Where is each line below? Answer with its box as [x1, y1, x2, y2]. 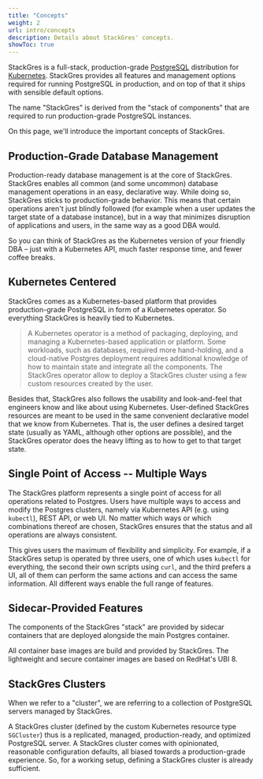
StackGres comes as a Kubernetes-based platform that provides [8, 296, 217, 306]
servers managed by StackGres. [8, 706, 113, 716]
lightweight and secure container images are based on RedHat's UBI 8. [8, 654, 238, 664]
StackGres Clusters [8, 677, 106, 691]
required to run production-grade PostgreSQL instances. [8, 111, 191, 121]
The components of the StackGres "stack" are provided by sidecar [8, 622, 224, 632]
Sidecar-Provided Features [8, 601, 143, 615]
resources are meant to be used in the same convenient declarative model [8, 411, 250, 420]
